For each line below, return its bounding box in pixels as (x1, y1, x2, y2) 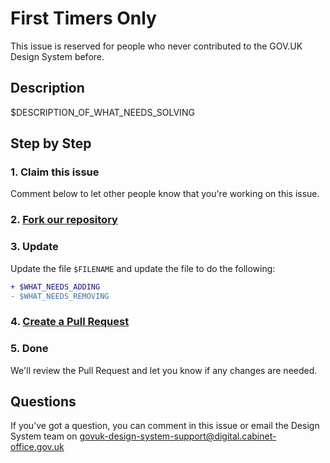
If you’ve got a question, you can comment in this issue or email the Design (10, 420, 320, 432)
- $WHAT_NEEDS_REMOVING (10, 291, 110, 301)
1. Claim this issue (10, 165, 100, 179)
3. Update (10, 240, 59, 254)
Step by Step (10, 135, 92, 152)
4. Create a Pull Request (10, 315, 130, 329)
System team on (10, 430, 78, 442)
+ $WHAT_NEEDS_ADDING (10, 282, 101, 292)
